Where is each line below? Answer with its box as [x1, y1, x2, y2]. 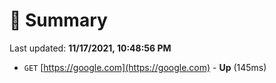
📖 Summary [9, 9, 108, 32]
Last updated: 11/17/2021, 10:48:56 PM [9, 42, 172, 54]
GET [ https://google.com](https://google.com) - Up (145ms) [23, 61, 267, 73]
